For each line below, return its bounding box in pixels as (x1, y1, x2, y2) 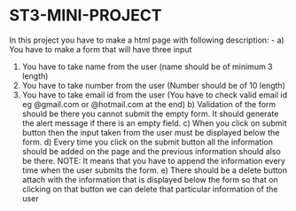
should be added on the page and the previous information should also (21, 145, 281, 156)
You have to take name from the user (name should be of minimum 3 (21, 61, 273, 72)
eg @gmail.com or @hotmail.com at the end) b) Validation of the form (21, 98, 277, 109)
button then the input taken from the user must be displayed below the (21, 127, 280, 137)
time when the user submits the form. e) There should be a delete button (21, 165, 288, 176)
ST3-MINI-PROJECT (9, 5, 162, 26)
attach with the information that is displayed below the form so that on (21, 174, 278, 184)
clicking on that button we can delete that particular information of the (21, 184, 278, 194)
